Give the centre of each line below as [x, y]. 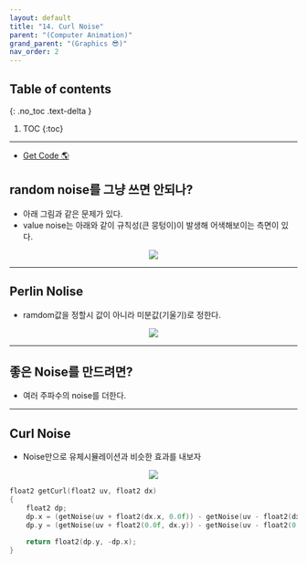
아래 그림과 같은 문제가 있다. [73, 213]
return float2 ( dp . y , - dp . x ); [81, 542]
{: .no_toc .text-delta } [51, 111]
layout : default [40, 18]
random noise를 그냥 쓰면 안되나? [101, 190]
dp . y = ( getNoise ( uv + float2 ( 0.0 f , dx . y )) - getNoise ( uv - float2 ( [159, 525]
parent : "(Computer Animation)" [71, 35]
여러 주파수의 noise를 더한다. [74, 396]
